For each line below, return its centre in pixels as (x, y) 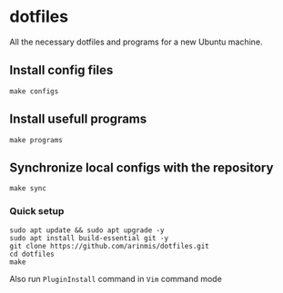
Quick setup (37, 211)
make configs (34, 91)
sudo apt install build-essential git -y (89, 238)
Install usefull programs (78, 119)
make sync (28, 189)
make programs (36, 140)
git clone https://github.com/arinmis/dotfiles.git (109, 246)
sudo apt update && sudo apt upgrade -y (87, 230)
